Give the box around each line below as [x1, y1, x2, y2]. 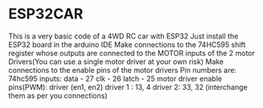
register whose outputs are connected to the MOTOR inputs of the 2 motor [8, 48, 256, 58]
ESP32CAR [8, 5, 84, 23]
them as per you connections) [8, 90, 108, 100]
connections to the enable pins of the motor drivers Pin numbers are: [8, 65, 237, 74]
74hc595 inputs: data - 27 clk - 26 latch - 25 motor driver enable [8, 74, 223, 83]
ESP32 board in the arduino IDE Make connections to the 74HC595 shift [8, 39, 246, 49]
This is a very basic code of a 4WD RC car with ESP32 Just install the [8, 31, 239, 41]
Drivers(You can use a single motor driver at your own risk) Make [8, 57, 224, 66]
